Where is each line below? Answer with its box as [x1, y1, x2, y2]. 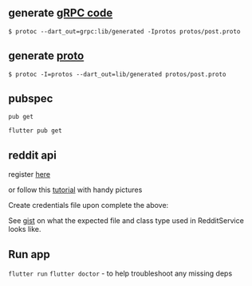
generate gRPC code [8, 6, 113, 20]
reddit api [8, 148, 57, 162]
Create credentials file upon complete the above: [8, 201, 169, 210]
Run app [8, 247, 50, 261]
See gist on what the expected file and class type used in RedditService [8, 216, 245, 225]
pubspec [8, 92, 53, 106]
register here [8, 170, 51, 179]
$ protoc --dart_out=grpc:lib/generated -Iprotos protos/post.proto [8, 27, 241, 35]
